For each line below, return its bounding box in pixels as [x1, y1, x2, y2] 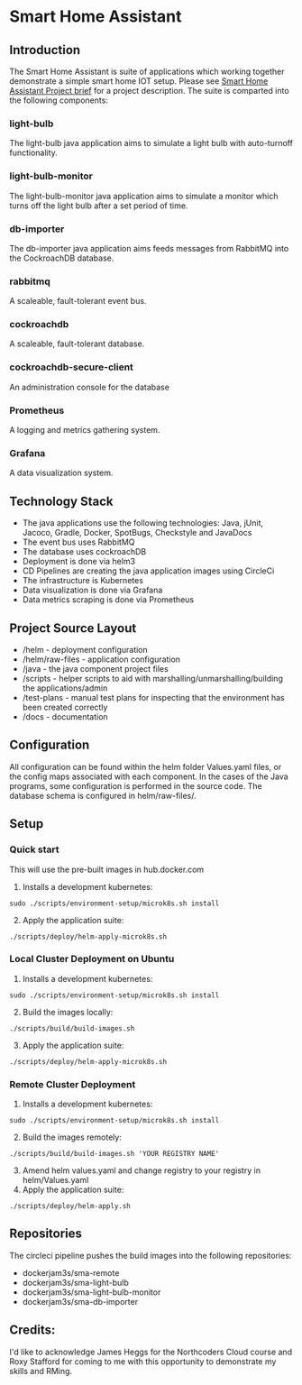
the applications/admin [22, 683, 108, 693]
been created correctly [22, 702, 108, 712]
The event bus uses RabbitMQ [22, 537, 135, 547]
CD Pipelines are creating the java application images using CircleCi [22, 565, 275, 576]
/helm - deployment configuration [22, 645, 149, 655]
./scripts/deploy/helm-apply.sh [9, 1202, 131, 1211]
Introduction [9, 42, 81, 58]
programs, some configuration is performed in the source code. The [9, 780, 263, 791]
